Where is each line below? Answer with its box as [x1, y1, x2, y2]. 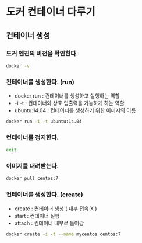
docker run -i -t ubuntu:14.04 [6, 119, 82, 124]
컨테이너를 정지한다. [6, 133, 59, 141]
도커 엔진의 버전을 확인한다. [6, 49, 79, 57]
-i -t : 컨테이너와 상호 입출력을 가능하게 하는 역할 [14, 100, 125, 107]
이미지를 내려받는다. [6, 162, 59, 170]
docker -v [6, 63, 30, 69]
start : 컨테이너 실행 [14, 212, 60, 219]
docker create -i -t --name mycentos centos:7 [6, 231, 121, 237]
